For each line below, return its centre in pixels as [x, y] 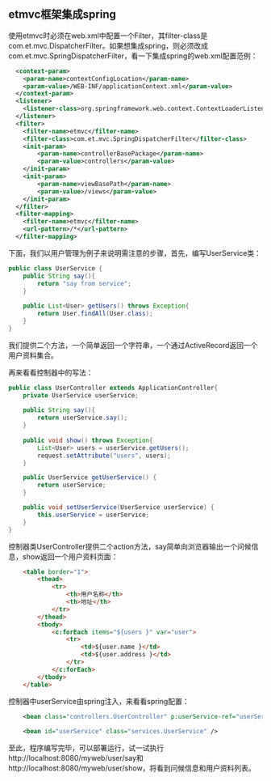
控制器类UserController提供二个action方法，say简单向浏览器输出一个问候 [130, 546]
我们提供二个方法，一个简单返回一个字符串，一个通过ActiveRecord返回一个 [133, 345]
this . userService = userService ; [94, 515]
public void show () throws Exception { [88, 440]
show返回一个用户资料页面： [70, 556]
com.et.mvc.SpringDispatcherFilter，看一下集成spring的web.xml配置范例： [133, 56]
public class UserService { [56, 268]
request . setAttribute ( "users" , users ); [104, 456]
